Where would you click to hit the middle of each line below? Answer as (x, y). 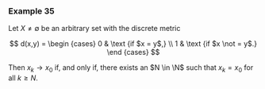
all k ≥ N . (23, 78)
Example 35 (31, 11)
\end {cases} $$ (133, 52)
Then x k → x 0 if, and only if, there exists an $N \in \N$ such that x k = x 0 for (131, 69)
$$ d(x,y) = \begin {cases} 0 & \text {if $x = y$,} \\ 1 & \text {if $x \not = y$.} (133, 44)
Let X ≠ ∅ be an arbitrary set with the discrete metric (94, 29)
